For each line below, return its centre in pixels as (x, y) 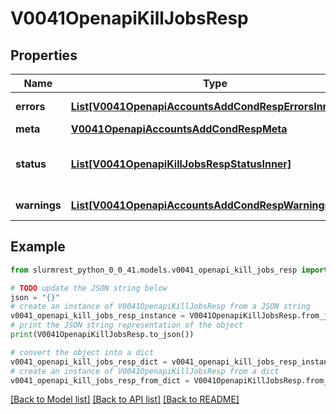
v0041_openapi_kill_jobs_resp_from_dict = (100, 380)
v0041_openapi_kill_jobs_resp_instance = (98, 316)
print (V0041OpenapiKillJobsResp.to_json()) (102, 335)
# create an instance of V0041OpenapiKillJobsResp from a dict (145, 371)
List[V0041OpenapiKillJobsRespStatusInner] (181, 164)
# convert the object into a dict (82, 352)
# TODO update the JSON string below (89, 288)
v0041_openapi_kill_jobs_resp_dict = (89, 362)
